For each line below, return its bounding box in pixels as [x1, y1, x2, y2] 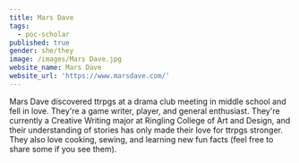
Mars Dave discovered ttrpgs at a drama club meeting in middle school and [9, 96, 286, 107]
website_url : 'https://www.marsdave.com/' [9, 72, 170, 81]
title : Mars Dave [9, 13, 74, 22]
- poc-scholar [17, 30, 70, 39]
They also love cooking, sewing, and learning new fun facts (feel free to [9, 133, 274, 144]
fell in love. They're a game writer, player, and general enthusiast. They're [9, 105, 280, 116]
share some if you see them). [9, 143, 117, 154]
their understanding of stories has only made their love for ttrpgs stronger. [9, 124, 284, 135]
